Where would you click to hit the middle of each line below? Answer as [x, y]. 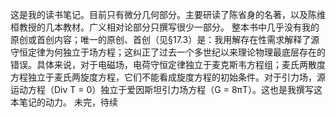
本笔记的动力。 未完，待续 [64, 102]
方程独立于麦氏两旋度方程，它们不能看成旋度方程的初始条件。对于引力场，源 [168, 77]
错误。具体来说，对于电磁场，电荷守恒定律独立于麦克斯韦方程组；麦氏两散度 [168, 64]
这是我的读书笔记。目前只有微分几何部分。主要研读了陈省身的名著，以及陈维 [168, 14]
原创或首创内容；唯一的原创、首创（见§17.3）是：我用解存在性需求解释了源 [165, 39]
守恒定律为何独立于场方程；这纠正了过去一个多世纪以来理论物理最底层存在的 [168, 52]
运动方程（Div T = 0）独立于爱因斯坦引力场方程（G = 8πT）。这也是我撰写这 [166, 89]
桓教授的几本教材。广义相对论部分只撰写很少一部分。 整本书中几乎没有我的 [165, 27]
